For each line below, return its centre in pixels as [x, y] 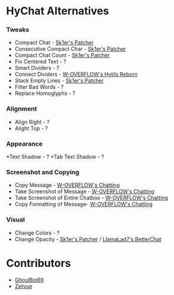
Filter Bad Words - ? [39, 87]
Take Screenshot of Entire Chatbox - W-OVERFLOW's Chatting [91, 198]
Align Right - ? [32, 122]
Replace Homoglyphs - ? [45, 93]
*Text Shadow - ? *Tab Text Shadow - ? [55, 157]
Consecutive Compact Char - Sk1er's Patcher [70, 49]
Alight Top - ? [31, 128]
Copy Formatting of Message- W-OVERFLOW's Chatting [84, 204]
